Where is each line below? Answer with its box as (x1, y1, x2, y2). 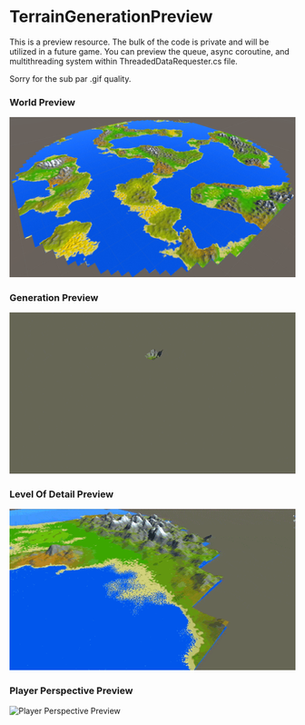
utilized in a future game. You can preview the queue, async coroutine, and (9, 45, 290, 56)
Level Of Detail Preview (9, 488, 114, 501)
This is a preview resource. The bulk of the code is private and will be (9, 36, 270, 47)
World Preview (9, 95, 75, 108)
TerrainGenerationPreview (9, 6, 213, 27)
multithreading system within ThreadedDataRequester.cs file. (9, 55, 238, 66)
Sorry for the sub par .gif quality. (9, 73, 132, 84)
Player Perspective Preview (9, 684, 133, 697)
